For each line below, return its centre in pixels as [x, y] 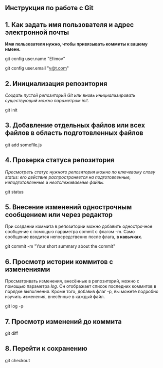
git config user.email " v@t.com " [37, 68]
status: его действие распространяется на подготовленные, [68, 177]
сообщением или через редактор [59, 215]
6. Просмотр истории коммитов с [59, 262]
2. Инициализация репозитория [56, 83]
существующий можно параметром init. [47, 101]
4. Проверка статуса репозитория [60, 160]
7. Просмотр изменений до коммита [63, 321]
